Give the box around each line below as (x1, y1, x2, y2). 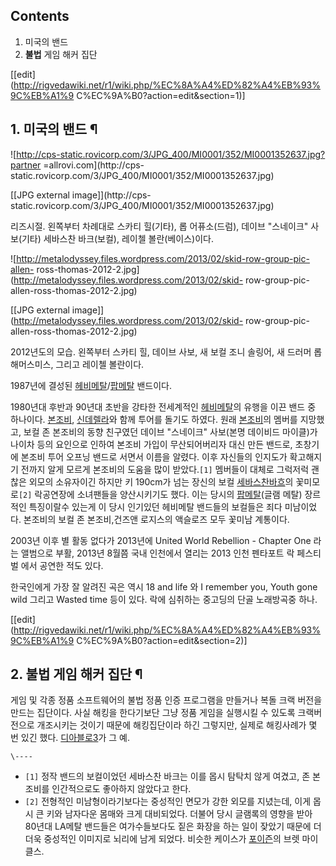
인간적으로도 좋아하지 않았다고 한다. (51, 783, 192, 795)
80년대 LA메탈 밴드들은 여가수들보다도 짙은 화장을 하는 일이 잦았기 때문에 (24, 820, 312, 833)
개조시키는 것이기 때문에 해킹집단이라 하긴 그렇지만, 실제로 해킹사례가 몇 (36, 719, 318, 731)
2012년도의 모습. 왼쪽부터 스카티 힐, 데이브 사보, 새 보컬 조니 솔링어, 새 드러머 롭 (10, 345, 323, 358)
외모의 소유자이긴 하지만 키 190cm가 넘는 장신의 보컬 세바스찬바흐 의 (28, 475, 294, 488)
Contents (10, 8, 70, 25)
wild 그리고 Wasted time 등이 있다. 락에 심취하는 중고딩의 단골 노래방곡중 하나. (10, 593, 318, 605)
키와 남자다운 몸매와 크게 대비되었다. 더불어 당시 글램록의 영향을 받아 (46, 808, 313, 820)
